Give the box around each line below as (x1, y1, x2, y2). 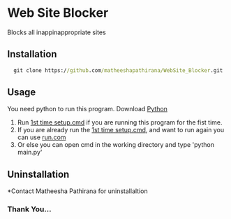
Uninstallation (7, 168, 70, 180)
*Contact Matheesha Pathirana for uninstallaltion (7, 187, 148, 195)
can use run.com (17, 133, 66, 141)
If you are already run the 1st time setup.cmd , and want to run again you (17, 126, 225, 134)
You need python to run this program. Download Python (7, 105, 167, 113)
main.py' (17, 148, 43, 157)
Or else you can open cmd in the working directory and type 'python (17, 141, 215, 149)
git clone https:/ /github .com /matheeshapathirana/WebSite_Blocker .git (13, 66, 223, 74)
